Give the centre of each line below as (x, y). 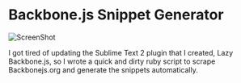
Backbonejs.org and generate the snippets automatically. (103, 69)
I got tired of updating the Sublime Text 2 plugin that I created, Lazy (121, 52)
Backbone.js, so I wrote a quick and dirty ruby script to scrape (112, 61)
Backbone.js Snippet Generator (116, 15)
